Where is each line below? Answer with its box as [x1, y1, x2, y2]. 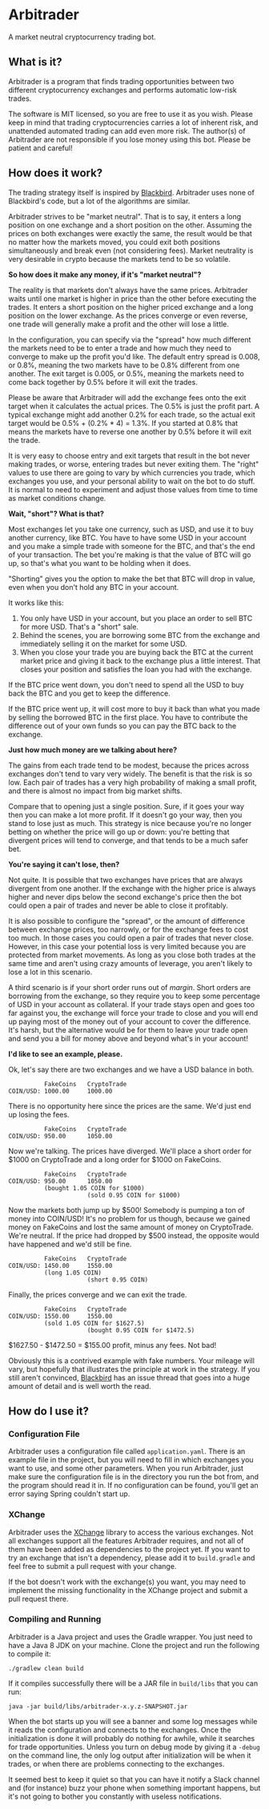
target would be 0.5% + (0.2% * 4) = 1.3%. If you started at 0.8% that [8, 418, 239, 427]
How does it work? [8, 166, 103, 180]
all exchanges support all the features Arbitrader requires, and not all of [8, 1535, 244, 1546]
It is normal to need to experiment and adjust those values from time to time [8, 484, 259, 494]
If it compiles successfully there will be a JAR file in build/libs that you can [8, 1679, 259, 1688]
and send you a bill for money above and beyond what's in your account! [8, 1033, 248, 1043]
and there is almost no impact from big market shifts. [8, 786, 183, 796]
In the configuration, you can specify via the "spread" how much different [8, 335, 251, 344]
